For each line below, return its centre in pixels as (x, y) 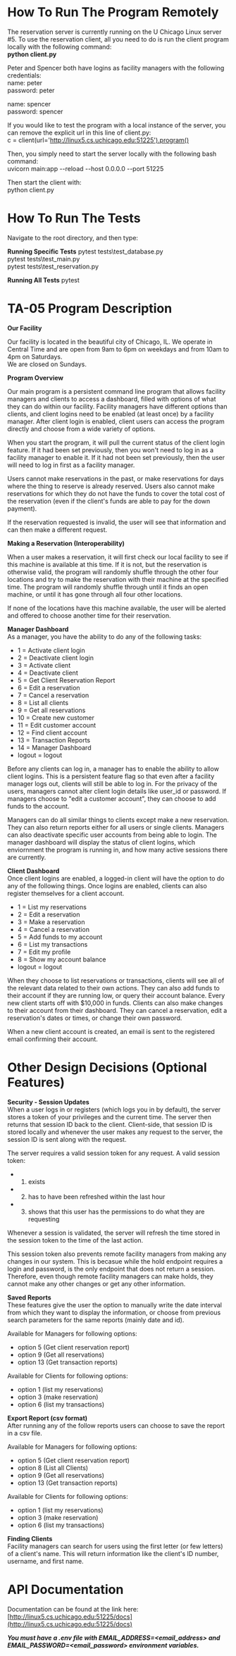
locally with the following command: (60, 46)
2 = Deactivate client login (55, 658)
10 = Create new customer (56, 717)
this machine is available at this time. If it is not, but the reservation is (107, 564)
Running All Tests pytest (43, 280)
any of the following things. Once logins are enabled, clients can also (107, 885)
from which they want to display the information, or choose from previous (114, 1312)
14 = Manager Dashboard (54, 747)
